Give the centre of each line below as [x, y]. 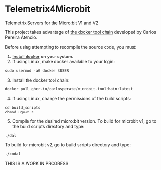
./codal [13, 154]
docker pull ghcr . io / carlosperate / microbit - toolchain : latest [69, 89]
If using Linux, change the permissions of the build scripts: [71, 98]
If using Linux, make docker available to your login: [64, 61]
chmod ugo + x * [20, 112]
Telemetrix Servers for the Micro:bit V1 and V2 [52, 23]
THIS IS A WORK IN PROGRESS [37, 164]
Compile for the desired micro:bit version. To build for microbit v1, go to [84, 121]
